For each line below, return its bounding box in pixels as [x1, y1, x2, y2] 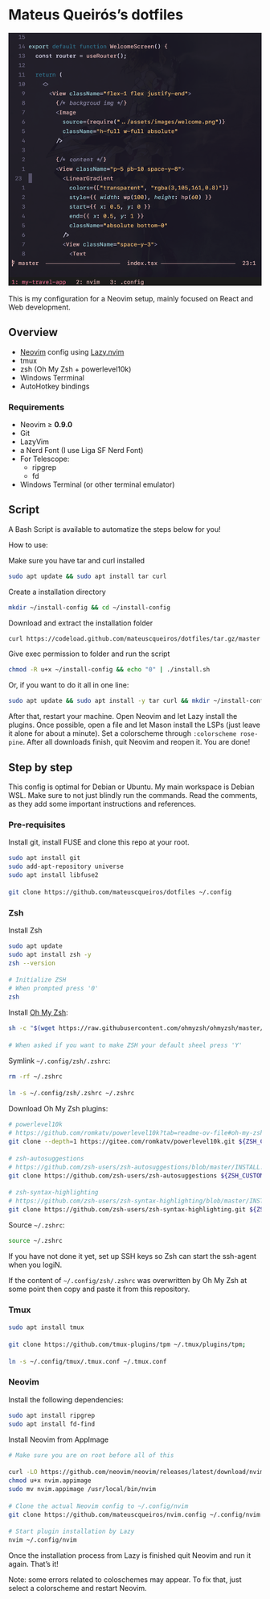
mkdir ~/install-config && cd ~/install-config [8, 603, 171, 612]
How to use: [8, 540, 48, 550]
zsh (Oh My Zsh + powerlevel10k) [19, 364, 132, 374]
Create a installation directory [8, 587, 106, 596]
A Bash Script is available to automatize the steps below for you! [8, 524, 221, 534]
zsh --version [8, 959, 56, 967]
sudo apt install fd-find [8, 1420, 95, 1428]
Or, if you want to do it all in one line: [8, 680, 129, 690]
